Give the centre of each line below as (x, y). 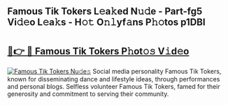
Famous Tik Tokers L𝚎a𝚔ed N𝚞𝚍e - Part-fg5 (105, 11)
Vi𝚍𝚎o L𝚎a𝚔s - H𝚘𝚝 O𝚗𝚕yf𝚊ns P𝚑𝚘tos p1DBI (106, 23)
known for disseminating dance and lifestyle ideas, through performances (114, 79)
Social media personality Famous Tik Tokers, (157, 71)
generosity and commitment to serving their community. (88, 94)
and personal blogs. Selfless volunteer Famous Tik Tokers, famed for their (114, 87)
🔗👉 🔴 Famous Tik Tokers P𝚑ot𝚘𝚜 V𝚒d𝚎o (98, 51)
